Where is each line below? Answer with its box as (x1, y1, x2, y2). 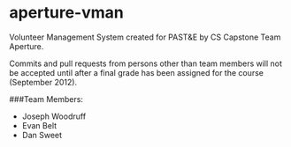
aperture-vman (9, 3, 124, 23)
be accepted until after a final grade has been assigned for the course (9, 67, 264, 77)
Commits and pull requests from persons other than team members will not (9, 58, 283, 69)
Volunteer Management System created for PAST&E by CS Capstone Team (9, 32, 281, 42)
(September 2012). (9, 77, 78, 87)
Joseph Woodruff (21, 111, 87, 121)
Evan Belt (21, 120, 57, 130)
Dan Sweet (21, 129, 63, 140)
